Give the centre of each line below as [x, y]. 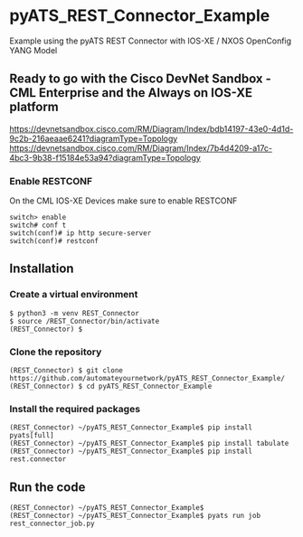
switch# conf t [38, 226]
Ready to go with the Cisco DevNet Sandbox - [140, 79]
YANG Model [33, 50]
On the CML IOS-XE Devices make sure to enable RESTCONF [123, 201]
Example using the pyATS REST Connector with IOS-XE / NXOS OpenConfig [151, 41]
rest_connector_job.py [52, 524]
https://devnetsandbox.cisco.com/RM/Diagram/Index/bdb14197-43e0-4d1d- [151, 128]
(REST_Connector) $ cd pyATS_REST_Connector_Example [111, 386]
